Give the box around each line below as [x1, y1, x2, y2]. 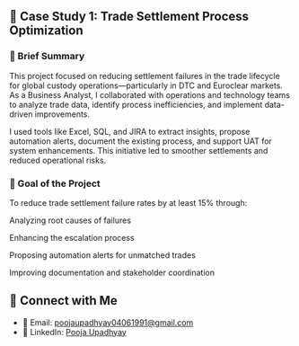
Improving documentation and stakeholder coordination [9, 267, 215, 278]
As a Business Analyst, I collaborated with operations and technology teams [9, 89, 290, 100]
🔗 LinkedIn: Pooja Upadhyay [22, 326, 128, 337]
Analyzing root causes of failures [9, 215, 132, 226]
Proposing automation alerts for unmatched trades [9, 249, 196, 261]
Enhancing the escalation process [9, 232, 135, 243]
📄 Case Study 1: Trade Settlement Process [9, 9, 250, 24]
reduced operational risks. [9, 155, 107, 165]
